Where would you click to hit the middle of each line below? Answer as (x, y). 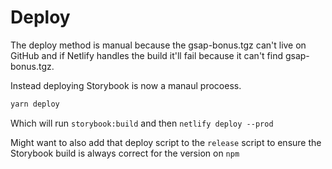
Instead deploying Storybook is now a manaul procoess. (126, 85)
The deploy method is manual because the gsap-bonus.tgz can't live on (158, 45)
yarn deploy (35, 104)
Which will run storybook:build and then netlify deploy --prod (142, 123)
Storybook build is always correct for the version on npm (125, 153)
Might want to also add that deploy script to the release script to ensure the (166, 142)
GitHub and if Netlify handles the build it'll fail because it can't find (147, 55)
